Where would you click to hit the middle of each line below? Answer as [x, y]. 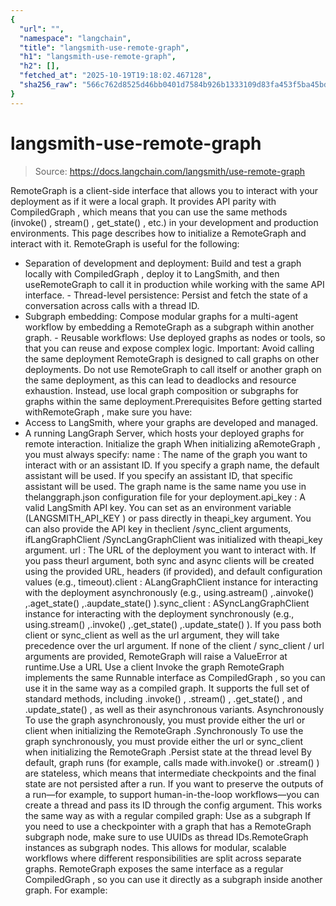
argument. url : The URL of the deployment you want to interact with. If [170, 550]
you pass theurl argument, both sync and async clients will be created [169, 560]
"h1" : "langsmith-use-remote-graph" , [98, 57]
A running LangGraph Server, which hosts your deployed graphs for [164, 433]
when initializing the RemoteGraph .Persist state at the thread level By [168, 752]
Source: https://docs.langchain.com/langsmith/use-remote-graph [169, 171]
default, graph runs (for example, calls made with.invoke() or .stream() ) [172, 762]
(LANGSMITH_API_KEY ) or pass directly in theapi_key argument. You [168, 518]
